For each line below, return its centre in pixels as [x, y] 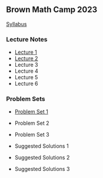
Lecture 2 [26, 59]
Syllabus [16, 24]
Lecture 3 [26, 65]
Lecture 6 [26, 84]
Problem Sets [26, 99]
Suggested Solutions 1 [41, 146]
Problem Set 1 [31, 112]
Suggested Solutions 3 [42, 169]
